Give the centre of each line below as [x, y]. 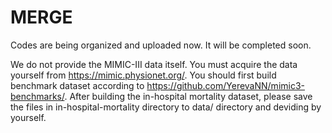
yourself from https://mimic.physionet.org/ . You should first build [143, 75]
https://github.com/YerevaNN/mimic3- [226, 85]
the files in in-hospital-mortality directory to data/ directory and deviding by [166, 107]
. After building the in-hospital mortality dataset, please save [188, 96]
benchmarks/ [37, 96]
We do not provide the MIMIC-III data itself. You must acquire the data [154, 64]
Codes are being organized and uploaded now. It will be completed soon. [161, 45]
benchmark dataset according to [77, 85]
